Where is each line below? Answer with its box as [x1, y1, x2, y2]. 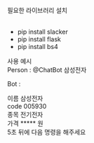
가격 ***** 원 [7, 119, 43, 128]
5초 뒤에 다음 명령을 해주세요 [7, 128, 86, 136]
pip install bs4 [17, 43, 58, 50]
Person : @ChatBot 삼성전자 [7, 66, 87, 74]
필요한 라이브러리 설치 [7, 6, 68, 14]
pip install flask [17, 35, 62, 43]
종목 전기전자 [7, 111, 43, 118]
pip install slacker [17, 27, 68, 36]
